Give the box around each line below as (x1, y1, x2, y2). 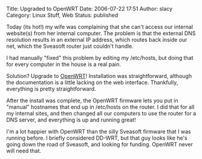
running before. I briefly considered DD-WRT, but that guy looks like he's (6, 134, 187, 141)
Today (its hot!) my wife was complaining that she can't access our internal (6, 24, 194, 30)
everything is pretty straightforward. (6, 85, 97, 92)
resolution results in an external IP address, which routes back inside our (6, 36, 187, 43)
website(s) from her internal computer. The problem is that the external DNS (6, 30, 196, 37)
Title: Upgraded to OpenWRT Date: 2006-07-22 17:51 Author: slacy (6, 5, 173, 12)
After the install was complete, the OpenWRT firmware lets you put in (6, 97, 178, 104)
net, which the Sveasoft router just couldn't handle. (6, 42, 134, 50)
